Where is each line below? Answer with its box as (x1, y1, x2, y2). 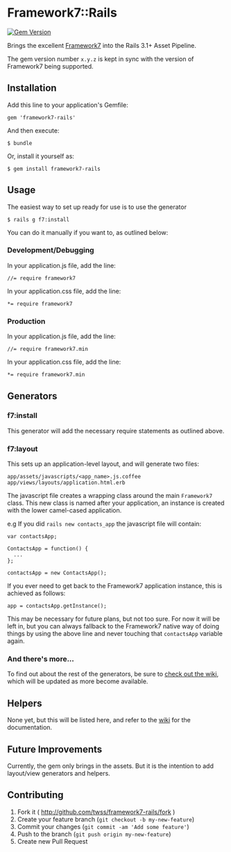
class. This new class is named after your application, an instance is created (7, 499, 225, 508)
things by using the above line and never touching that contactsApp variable (7, 630, 223, 638)
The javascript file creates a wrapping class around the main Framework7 (7, 492, 213, 500)
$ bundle (7, 140, 33, 147)
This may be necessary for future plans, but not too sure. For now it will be (7, 615, 221, 623)
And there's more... (7, 654, 75, 664)
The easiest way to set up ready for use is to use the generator (7, 203, 187, 211)
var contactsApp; (7, 533, 58, 540)
